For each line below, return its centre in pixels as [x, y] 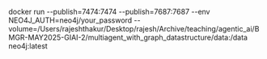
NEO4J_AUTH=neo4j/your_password [70, 20]
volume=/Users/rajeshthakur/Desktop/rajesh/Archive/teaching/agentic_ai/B [134, 29]
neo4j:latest [28, 46]
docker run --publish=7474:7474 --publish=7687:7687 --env [109, 12]
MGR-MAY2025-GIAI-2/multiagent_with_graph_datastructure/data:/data [128, 37]
